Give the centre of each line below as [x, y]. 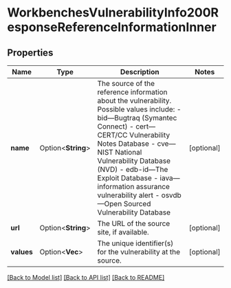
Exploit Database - [128, 178]
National [128, 152]
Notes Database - [126, 144]
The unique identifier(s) [135, 243]
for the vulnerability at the [139, 252]
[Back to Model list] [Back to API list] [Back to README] [86, 277]
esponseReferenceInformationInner [112, 27]
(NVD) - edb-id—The [133, 169]
